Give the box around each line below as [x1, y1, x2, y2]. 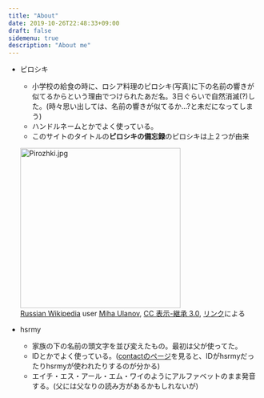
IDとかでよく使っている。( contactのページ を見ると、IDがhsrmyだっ [31, 352, 254, 361]
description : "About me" [8, 42, 91, 50]
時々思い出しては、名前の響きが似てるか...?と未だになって [48, 102, 240, 111]
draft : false [8, 26, 52, 34]
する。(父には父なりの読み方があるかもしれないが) [31, 381, 198, 391]
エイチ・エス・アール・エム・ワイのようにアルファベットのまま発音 [31, 372, 256, 381]
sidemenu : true [8, 34, 59, 42]
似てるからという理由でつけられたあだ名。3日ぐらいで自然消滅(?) [31, 91, 249, 101]
